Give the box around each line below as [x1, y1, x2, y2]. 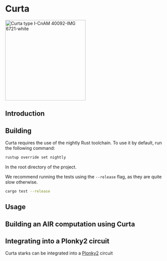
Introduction [5, 109, 45, 118]
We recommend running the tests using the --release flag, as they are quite [5, 174, 162, 180]
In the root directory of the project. [5, 164, 77, 170]
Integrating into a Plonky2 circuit [5, 237, 109, 245]
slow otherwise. [5, 179, 38, 185]
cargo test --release [5, 189, 51, 194]
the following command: [5, 145, 55, 151]
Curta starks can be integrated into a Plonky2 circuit [5, 250, 113, 256]
